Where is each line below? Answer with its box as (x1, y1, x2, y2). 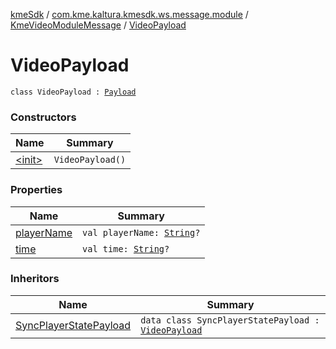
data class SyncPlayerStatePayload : (140, 314, 320, 326)
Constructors (10, 110, 77, 124)
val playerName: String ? (82, 227, 201, 238)
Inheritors (10, 272, 60, 286)
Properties (10, 183, 63, 197)
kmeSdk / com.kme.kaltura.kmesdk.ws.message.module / (10, 9, 249, 20)
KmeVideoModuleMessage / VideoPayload (10, 19, 187, 31)
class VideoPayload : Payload (10, 87, 137, 97)
